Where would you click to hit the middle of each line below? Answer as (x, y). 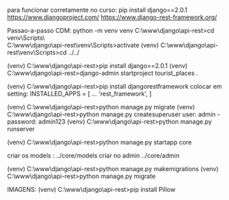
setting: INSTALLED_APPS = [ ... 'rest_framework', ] (79, 93)
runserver (21, 129)
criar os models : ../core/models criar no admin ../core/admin (94, 155)
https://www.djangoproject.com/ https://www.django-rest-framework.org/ (112, 17)
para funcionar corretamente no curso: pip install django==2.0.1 (97, 10)
